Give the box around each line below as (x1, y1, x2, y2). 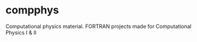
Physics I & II (5, 29, 37, 36)
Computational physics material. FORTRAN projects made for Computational (5, 23, 192, 30)
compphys (5, 3, 59, 17)
